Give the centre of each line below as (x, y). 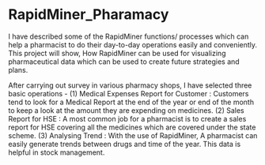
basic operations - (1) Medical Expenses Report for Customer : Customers (129, 93)
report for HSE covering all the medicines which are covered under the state (132, 127)
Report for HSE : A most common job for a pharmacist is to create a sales (127, 118)
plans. (18, 69)
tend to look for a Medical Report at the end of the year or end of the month (131, 102)
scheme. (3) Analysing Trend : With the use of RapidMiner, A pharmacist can (133, 135)
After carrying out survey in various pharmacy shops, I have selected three (130, 85)
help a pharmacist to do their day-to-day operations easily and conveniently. (133, 44)
